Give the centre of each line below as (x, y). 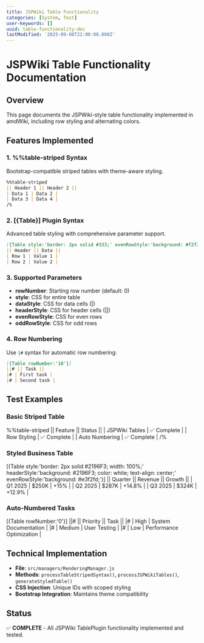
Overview (25, 100)
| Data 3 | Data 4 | (32, 199)
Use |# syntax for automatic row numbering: (62, 352)
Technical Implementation (57, 553)
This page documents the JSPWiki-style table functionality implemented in (100, 115)
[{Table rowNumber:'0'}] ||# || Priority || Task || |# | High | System (88, 521)
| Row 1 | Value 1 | (32, 257)
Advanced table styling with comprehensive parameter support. (86, 234)
